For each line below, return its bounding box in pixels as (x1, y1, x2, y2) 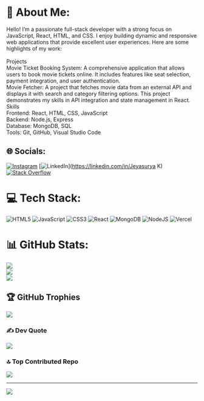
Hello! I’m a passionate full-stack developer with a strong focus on (6, 25, 172, 33)
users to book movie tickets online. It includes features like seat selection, (6, 70, 191, 78)
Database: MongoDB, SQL (6, 122, 72, 129)
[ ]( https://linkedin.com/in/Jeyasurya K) (38, 162, 163, 169)
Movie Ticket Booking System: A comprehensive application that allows (6, 64, 185, 72)
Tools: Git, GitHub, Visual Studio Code (6, 129, 101, 136)
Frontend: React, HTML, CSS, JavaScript (6, 109, 108, 116)
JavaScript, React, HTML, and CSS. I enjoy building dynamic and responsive (6, 32, 197, 39)
